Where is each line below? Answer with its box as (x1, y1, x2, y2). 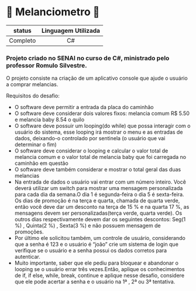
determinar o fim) (14, 141, 57, 148)
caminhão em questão (14, 160, 68, 167)
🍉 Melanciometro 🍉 (6, 5, 100, 19)
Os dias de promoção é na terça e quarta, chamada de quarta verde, (14, 197, 180, 204)
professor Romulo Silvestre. (6, 61, 88, 69)
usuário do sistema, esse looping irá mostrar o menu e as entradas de (14, 128, 183, 136)
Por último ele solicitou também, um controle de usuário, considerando (14, 235, 185, 242)
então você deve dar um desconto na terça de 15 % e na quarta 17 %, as (14, 204, 190, 211)
